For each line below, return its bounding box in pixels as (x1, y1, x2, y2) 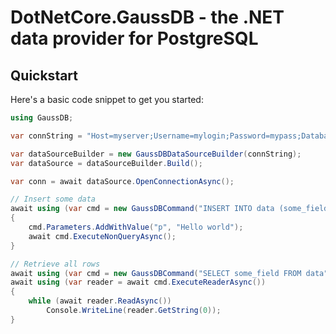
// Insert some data (10, 194, 97, 205)
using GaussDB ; (10, 113, 74, 123)
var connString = (10, 131, 83, 141)
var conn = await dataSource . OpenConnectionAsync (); (10, 176, 235, 186)
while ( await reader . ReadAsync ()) (28, 296, 172, 306)
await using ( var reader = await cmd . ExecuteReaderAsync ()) (10, 277, 267, 288)
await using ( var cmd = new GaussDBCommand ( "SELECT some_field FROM (10, 268, 302, 278)
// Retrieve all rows (10, 259, 101, 269)
